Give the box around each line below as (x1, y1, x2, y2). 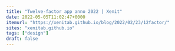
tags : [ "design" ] (6, 30, 49, 36)
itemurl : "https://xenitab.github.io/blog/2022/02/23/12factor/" (6, 19, 170, 25)
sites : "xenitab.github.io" (6, 25, 75, 31)
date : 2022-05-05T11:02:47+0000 (6, 14, 85, 20)
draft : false (6, 36, 38, 42)
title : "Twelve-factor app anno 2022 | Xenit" (6, 8, 123, 15)
